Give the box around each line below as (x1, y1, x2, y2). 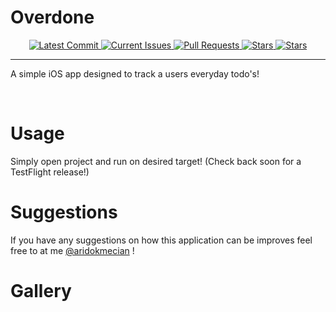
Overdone (10, 6, 95, 29)
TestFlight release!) (10, 166, 90, 178)
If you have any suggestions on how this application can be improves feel (10, 234, 313, 246)
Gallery (10, 280, 72, 302)
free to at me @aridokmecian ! (10, 244, 135, 256)
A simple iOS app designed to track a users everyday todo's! (10, 67, 260, 80)
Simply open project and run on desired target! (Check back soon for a (10, 155, 302, 167)
